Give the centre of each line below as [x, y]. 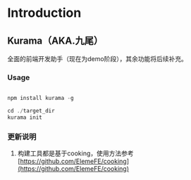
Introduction [44, 13]
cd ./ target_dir [31, 111]
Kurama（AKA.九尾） [55, 40]
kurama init [25, 117]
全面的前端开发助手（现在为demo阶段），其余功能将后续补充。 [98, 59]
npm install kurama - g [41, 98]
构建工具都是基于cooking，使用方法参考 [75, 153]
